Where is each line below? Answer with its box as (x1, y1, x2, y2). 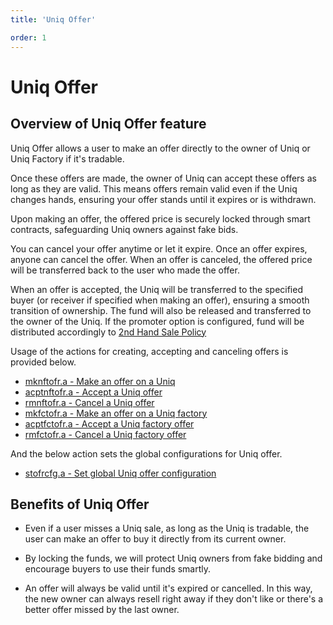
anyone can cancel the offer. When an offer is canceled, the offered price (10, 253, 313, 265)
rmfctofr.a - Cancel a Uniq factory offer (24, 428, 187, 440)
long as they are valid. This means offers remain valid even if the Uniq (10, 182, 298, 195)
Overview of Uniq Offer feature (10, 116, 207, 133)
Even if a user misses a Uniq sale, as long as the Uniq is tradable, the (24, 522, 310, 535)
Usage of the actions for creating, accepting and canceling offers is (10, 345, 289, 357)
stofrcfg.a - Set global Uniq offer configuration (24, 467, 217, 479)
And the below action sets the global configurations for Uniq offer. (10, 447, 283, 460)
